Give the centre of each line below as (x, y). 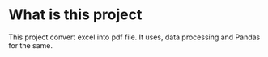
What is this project (75, 15)
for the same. (31, 45)
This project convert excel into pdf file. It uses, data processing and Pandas (134, 37)
